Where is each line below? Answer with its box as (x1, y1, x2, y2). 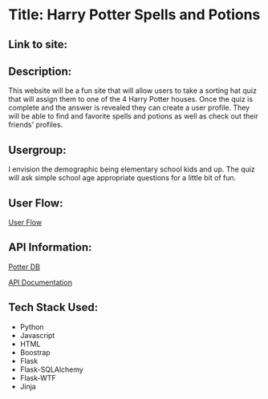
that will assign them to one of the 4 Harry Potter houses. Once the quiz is (8, 95, 254, 104)
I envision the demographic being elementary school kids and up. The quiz (8, 164, 255, 174)
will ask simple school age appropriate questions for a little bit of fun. (8, 173, 237, 183)
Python (19, 322, 44, 332)
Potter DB (8, 262, 40, 272)
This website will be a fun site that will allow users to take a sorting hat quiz (8, 86, 257, 95)
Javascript (19, 330, 55, 340)
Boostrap (19, 347, 51, 357)
